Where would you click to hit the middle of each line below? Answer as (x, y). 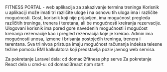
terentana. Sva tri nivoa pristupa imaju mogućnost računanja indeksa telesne (84, 44)
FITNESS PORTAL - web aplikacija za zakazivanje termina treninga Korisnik (82, 7)
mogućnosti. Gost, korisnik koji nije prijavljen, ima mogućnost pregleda (78, 18)
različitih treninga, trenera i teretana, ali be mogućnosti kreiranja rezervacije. (83, 23)
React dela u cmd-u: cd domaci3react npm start (54, 64)
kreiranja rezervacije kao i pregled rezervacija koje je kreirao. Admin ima (79, 34)
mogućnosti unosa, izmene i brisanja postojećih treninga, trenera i (73, 39)
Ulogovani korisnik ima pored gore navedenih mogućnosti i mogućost (77, 28)
